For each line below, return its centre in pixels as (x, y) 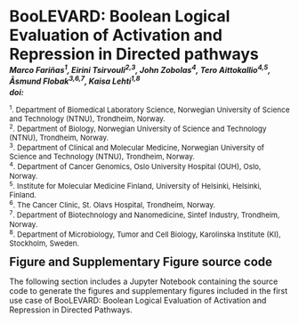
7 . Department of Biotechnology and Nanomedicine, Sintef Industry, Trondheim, (145, 215)
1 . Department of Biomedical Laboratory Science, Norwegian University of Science (149, 109)
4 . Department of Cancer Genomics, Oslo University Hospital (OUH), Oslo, (135, 166)
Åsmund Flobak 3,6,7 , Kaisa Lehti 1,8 (75, 80)
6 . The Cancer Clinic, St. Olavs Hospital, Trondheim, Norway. (113, 204)
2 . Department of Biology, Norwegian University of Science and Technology (138, 128)
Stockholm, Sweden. (44, 243)
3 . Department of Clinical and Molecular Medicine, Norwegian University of (137, 147)
